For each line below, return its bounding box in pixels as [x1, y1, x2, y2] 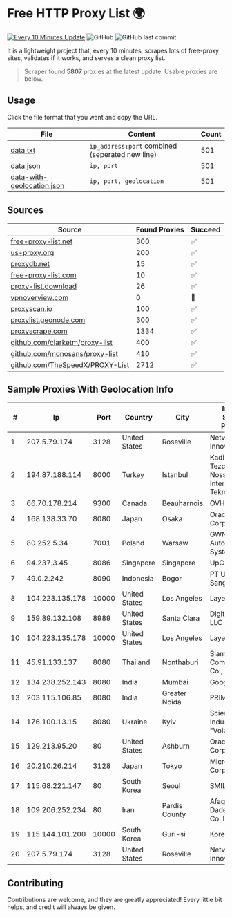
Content [128, 129, 156, 139]
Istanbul [162, 470, 188, 480]
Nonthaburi [162, 657, 199, 667]
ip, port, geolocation [89, 177, 164, 185]
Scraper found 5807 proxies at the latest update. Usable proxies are [23, 67, 218, 75]
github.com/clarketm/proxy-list [10, 337, 113, 347]
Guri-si [162, 830, 186, 839]
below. [23, 74, 43, 83]
